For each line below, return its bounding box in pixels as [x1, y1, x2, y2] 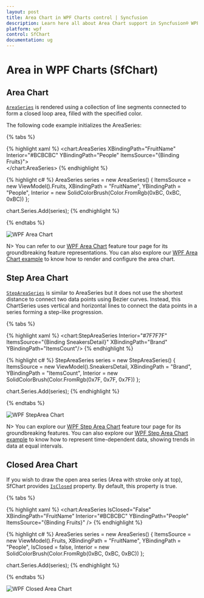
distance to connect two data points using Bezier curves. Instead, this [6, 295, 181, 303]
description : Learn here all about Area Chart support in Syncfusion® [6, 20, 189, 26]
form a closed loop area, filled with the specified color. [6, 110, 143, 117]
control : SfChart [6, 32, 50, 38]
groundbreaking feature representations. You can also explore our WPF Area [6, 249, 198, 256]
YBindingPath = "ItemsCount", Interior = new [6, 369, 118, 377]
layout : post [6, 8, 39, 15]
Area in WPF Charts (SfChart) [6, 63, 158, 77]
